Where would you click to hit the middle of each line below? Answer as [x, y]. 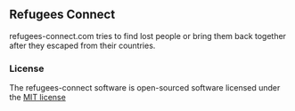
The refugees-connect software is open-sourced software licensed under [145, 88]
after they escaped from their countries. [82, 45]
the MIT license [38, 98]
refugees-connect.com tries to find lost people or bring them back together [148, 36]
